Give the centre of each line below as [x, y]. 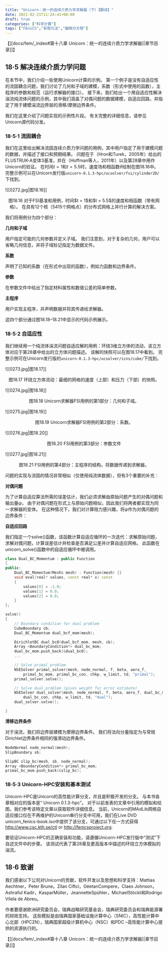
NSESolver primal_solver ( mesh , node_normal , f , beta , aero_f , [80, 669]
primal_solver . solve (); [39, 679]
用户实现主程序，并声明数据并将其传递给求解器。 [55, 309]
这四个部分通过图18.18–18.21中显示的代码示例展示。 [58, 320]
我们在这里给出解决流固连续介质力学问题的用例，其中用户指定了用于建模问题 [84, 148]
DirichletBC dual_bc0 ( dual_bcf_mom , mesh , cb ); [64, 642]
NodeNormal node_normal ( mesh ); [38, 748]
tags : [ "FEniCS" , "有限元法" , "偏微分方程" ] [47, 29]
